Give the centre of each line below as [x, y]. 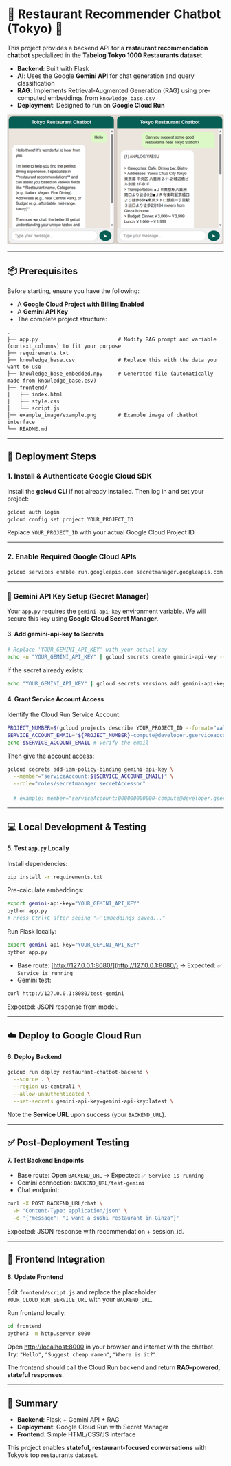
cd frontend [24, 1327]
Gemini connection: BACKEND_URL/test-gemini [81, 1183]
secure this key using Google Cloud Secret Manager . [83, 618]
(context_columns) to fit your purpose [64, 346]
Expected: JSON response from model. [63, 1007]
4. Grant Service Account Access [56, 699]
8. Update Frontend [35, 1277]
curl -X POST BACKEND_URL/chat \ [55, 1204]
